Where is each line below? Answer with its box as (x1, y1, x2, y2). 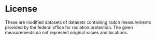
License (5, 3, 38, 14)
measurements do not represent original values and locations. (5, 29, 128, 35)
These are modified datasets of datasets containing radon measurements (5, 19, 151, 25)
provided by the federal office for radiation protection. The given (5, 24, 133, 30)
